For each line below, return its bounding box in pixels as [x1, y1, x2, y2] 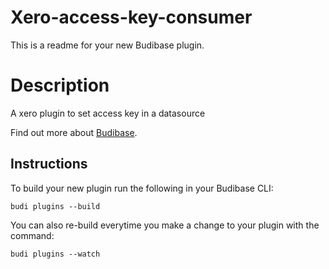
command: [10, 229, 55, 241]
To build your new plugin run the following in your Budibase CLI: [10, 182, 274, 194]
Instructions [10, 156, 88, 173]
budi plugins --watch [10, 249, 101, 259]
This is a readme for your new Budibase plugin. [10, 39, 205, 51]
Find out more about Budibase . [10, 126, 138, 138]
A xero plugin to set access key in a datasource [10, 107, 206, 119]
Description [10, 74, 110, 97]
